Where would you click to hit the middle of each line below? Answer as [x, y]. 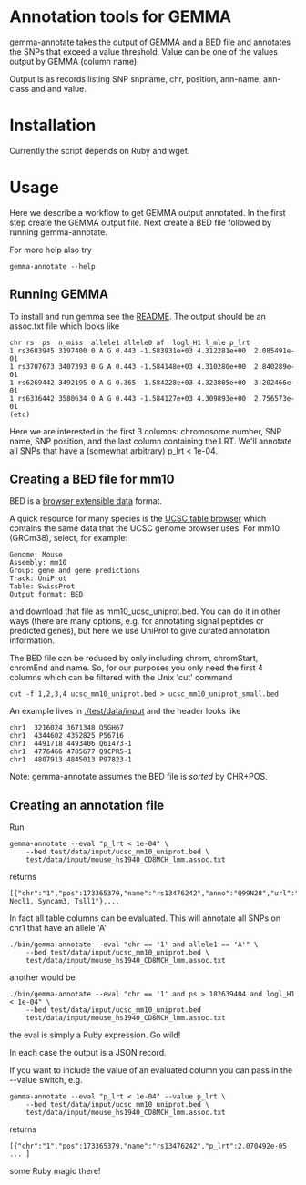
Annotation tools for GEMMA [121, 17]
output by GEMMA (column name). [74, 61]
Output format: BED [46, 595]
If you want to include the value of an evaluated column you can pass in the [151, 1070]
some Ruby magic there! [55, 1171]
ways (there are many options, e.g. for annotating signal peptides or [137, 621]
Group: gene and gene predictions [75, 571]
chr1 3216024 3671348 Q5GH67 [67, 728]
